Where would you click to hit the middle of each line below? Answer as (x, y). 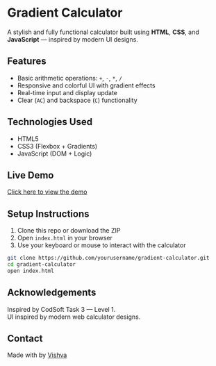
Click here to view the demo (47, 192)
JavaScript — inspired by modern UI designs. (73, 39)
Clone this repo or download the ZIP (69, 231)
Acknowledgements (52, 293)
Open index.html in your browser (65, 238)
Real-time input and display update (67, 92)
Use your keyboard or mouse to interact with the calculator (101, 245)
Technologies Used (50, 122)
